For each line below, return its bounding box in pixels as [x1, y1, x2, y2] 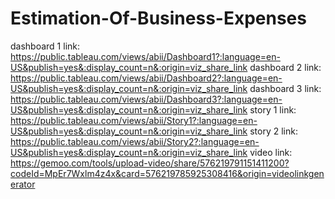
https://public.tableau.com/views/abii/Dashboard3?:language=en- [10, 93, 283, 105]
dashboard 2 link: [249, 61, 322, 73]
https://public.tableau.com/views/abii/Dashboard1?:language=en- [10, 50, 281, 62]
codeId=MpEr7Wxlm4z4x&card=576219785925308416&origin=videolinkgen [10, 167, 325, 179]
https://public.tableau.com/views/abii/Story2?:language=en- [10, 135, 260, 147]
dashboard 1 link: [10, 40, 81, 52]
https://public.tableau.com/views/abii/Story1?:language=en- [10, 114, 258, 126]
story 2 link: [249, 125, 298, 137]
